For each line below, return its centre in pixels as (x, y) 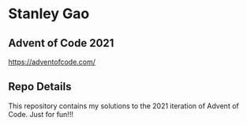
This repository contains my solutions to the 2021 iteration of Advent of (123, 106)
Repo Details (40, 87)
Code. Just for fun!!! (41, 114)
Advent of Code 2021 (61, 43)
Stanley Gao (49, 14)
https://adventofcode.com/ (52, 62)
